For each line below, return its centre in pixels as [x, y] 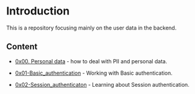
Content [22, 47]
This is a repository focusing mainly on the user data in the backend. [91, 28]
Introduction [38, 11]
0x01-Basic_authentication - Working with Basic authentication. [94, 73]
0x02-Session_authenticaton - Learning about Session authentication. [102, 84]
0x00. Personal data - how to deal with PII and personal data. [91, 61]
